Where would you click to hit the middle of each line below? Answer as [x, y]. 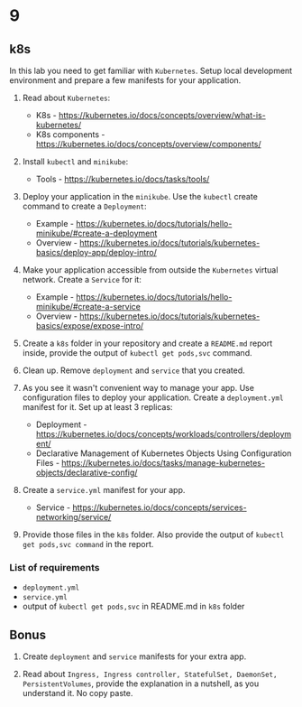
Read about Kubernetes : [66, 98]
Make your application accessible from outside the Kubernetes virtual [150, 270]
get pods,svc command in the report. [88, 544]
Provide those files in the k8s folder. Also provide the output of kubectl [153, 535]
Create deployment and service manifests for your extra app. [134, 656]
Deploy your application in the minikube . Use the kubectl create [140, 196]
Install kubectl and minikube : [75, 162]
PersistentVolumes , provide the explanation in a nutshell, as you [141, 684]
